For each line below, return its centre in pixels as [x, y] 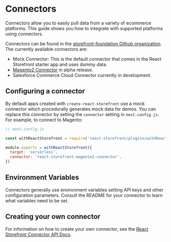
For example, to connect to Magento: [44, 120]
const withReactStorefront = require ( [46, 138]
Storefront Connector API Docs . [39, 234]
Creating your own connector [53, 217]
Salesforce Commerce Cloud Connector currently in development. [82, 75]
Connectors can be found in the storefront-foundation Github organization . [83, 43]
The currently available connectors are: [47, 49]
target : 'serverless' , [34, 152]
